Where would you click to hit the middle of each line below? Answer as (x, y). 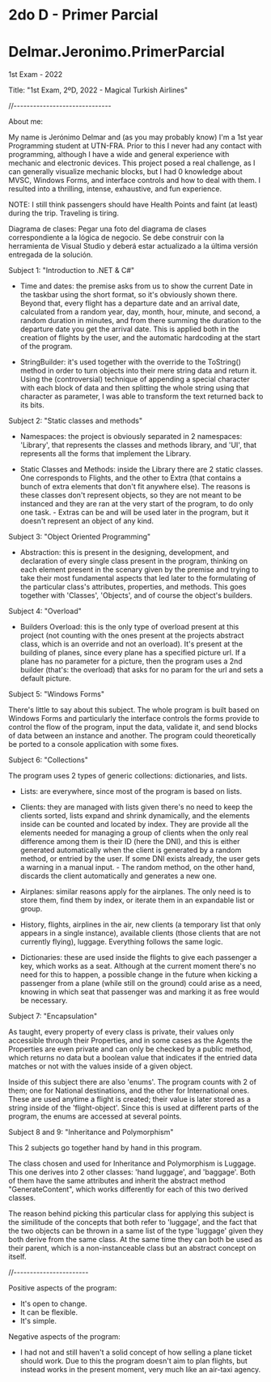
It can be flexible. (49, 1312)
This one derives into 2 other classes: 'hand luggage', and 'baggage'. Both (132, 1172)
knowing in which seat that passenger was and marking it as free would (140, 992)
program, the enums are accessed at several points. (95, 1116)
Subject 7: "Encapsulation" (53, 1016)
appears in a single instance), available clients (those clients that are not (140, 933)
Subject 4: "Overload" (45, 611)
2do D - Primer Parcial (83, 15)
